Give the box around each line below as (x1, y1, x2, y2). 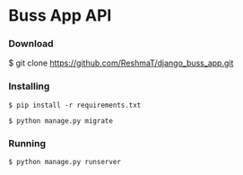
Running (8, 136, 47, 149)
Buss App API (8, 5, 112, 26)
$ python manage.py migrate (8, 116, 114, 126)
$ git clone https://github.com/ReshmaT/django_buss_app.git (8, 57, 234, 68)
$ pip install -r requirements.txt (8, 101, 142, 109)
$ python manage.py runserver (8, 158, 122, 167)
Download (8, 38, 55, 50)
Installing (8, 80, 50, 92)
